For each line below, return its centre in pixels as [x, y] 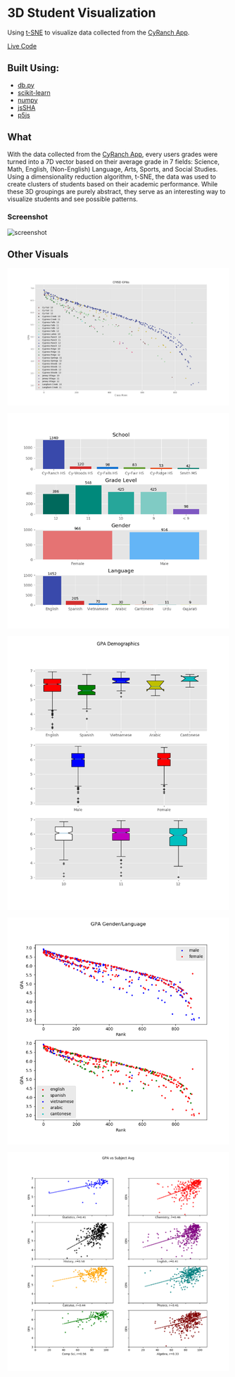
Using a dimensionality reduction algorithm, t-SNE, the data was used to [112, 177]
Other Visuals [38, 255]
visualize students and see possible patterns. [73, 199]
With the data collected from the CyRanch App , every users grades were [113, 154]
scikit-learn [34, 92]
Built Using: [33, 68]
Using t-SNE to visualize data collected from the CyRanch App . [99, 32]
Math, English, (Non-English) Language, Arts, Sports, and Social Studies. [113, 169]
